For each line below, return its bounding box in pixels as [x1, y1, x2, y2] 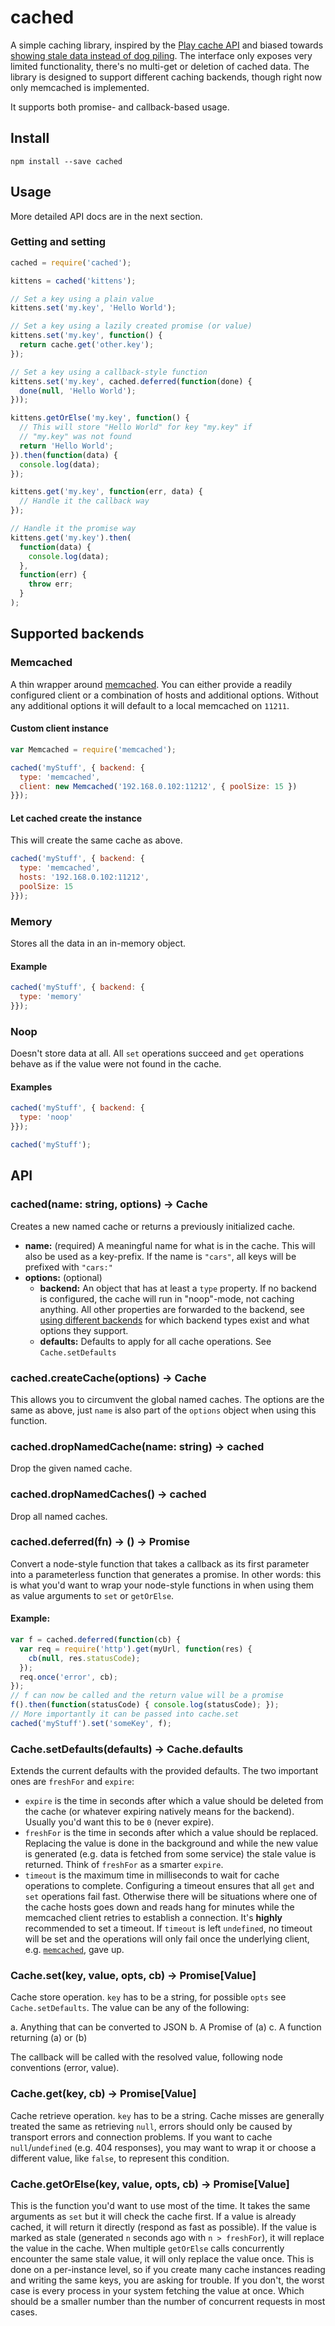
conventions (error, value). [10, 2062, 120, 2074]
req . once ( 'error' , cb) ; [19, 1672, 118, 1682]
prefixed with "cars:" [24, 1261, 113, 1273]
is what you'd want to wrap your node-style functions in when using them [10, 1579, 315, 1591]
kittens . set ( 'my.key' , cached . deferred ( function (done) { [10, 376, 253, 386]
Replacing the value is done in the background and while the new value [24, 1837, 319, 1850]
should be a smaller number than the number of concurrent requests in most [10, 2295, 326, 2307]
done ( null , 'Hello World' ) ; [19, 386, 137, 396]
